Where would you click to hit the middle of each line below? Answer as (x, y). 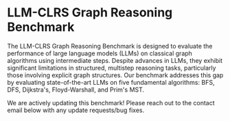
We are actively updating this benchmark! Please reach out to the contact (111, 103)
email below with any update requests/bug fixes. (76, 110)
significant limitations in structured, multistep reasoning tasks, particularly (112, 68)
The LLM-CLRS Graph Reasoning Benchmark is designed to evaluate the (110, 46)
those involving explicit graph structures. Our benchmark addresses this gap (115, 75)
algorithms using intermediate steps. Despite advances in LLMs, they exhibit (115, 60)
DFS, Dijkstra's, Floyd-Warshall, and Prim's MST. (76, 90)
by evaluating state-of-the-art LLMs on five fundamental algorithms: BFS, (111, 82)
